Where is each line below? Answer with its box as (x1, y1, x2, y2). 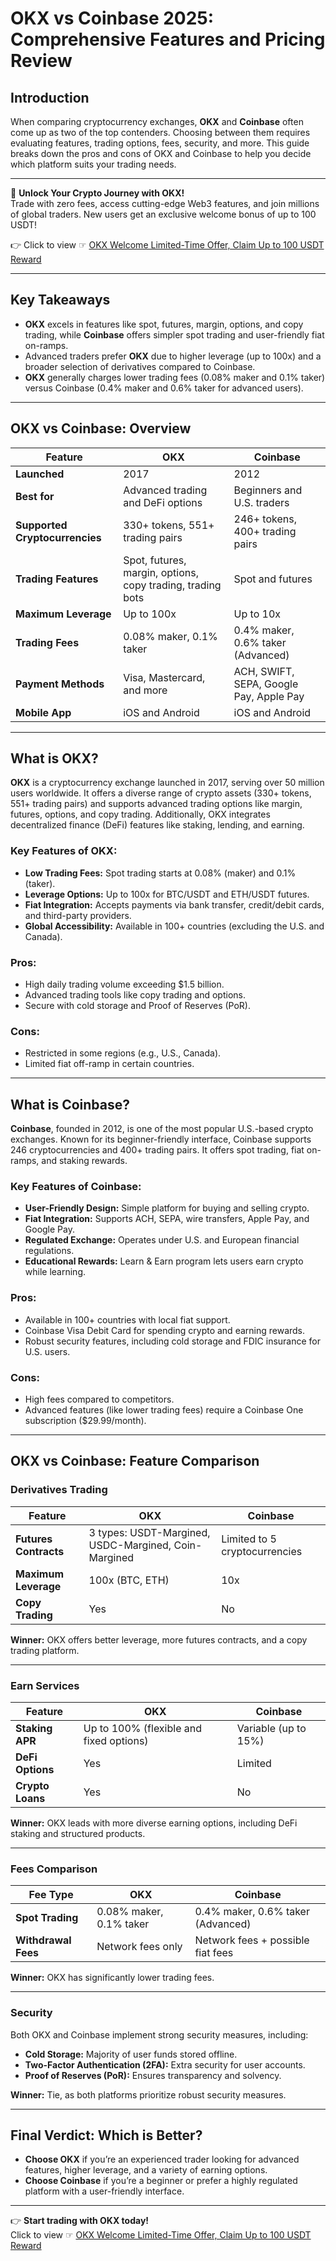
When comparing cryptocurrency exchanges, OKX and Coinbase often (10, 116, 304, 127)
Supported (15, 518, 68, 532)
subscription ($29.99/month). (24, 1415, 147, 1427)
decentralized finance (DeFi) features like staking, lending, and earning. (10, 819, 305, 831)
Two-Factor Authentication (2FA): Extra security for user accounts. (24, 2058, 306, 2071)
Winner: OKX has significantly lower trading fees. (10, 1972, 215, 1984)
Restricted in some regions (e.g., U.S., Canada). (24, 1047, 222, 1059)
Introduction (10, 89, 90, 106)
